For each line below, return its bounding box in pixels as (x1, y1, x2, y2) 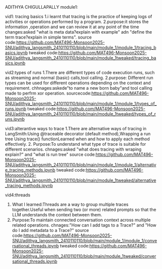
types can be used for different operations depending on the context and (5, 80, 151, 86)
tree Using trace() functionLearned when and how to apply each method (5, 136, 150, 142)
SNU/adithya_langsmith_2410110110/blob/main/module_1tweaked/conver (12, 253, 156, 259)
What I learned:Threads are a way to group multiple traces (12, 202, 129, 207)
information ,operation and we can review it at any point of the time (5, 24, 139, 30)
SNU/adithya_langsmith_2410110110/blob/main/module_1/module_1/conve (12, 238, 157, 243)
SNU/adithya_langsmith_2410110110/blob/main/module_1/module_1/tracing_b (5, 45, 157, 50)
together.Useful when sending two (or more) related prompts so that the (12, 207, 157, 212)
